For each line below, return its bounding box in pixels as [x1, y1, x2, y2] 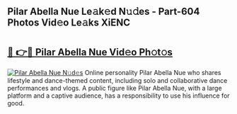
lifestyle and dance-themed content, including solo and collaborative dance [7, 76, 228, 84]
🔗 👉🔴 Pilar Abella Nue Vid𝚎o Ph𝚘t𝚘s [7, 46, 173, 58]
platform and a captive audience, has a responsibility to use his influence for [7, 91, 230, 100]
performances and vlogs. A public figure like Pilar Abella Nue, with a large [7, 84, 222, 92]
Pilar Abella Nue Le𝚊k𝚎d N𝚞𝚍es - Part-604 [7, 6, 200, 18]
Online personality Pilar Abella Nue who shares [84, 69, 221, 76]
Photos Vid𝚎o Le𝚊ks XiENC [7, 17, 131, 29]
